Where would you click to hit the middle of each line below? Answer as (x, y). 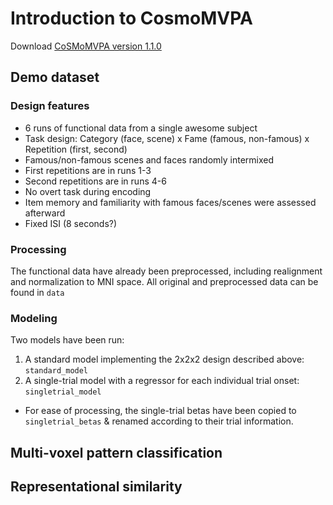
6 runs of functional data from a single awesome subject (141, 128)
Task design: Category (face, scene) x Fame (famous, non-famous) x (167, 138)
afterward (45, 213)
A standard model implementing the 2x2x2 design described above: (164, 359)
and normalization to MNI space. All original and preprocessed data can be (164, 281)
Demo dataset (55, 77)
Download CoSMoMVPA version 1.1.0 (86, 46)
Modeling (34, 318)
